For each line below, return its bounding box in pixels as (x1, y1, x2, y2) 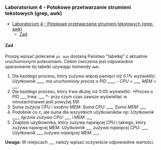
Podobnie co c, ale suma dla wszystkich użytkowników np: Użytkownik (12, 109, 154, 115)
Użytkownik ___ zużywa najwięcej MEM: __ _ (12, 130, 99, 135)
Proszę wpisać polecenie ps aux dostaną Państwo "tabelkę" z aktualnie (5, 53, 148, 59)
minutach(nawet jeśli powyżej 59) (12, 99, 80, 104)
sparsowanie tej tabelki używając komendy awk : (5, 64, 100, 69)
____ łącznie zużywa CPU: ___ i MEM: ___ (12, 114, 93, 120)
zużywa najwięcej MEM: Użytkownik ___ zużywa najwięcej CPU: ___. (12, 124, 149, 130)
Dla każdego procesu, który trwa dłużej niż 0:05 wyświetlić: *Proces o (12, 88, 153, 94)
